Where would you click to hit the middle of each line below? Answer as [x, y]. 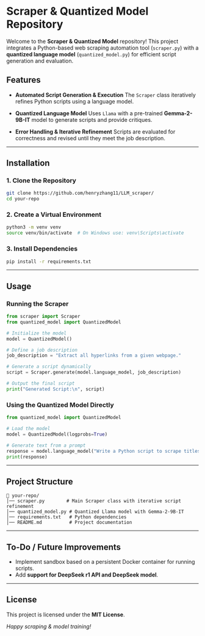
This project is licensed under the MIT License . [66, 615]
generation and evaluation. [40, 61]
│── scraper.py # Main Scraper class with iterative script [94, 501]
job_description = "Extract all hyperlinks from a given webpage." [94, 356]
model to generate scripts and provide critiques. [92, 119]
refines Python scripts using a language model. [74, 101]
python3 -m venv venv [34, 227]
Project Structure [40, 481]
